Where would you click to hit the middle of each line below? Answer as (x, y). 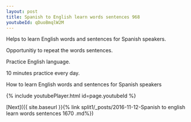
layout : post (22, 11)
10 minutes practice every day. (43, 73)
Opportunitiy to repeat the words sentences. (59, 50)
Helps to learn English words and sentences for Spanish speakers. (86, 39)
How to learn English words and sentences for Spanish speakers (84, 84)
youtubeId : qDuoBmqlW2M (35, 22)
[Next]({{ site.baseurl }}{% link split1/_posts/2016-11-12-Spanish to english (96, 107)
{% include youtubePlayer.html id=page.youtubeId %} (71, 96)
